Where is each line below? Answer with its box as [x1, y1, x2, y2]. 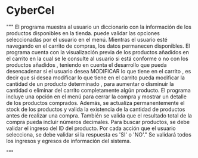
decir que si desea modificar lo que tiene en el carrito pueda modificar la [6, 74, 185, 81]
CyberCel [6, 4, 55, 17]
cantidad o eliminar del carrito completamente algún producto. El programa [6, 86, 191, 94]
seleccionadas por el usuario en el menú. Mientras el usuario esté [6, 36, 168, 43]
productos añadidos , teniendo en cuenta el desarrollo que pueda [6, 61, 167, 69]
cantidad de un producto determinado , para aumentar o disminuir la [6, 80, 174, 87]
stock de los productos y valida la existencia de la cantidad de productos [6, 106, 185, 113]
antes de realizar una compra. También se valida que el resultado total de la [6, 111, 192, 119]
